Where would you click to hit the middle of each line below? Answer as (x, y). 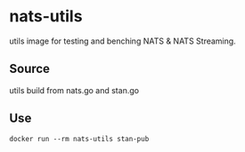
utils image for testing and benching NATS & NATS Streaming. (122, 41)
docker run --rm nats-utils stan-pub (79, 139)
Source (30, 69)
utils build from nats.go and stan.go (74, 90)
